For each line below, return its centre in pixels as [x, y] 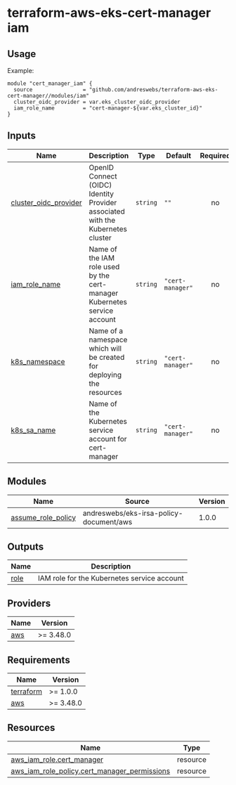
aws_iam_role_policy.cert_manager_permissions [91, 771]
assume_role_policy [43, 517]
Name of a [106, 330]
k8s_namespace [38, 361]
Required [215, 155]
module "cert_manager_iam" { [50, 84]
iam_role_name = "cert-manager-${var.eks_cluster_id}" [108, 108]
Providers [29, 603]
